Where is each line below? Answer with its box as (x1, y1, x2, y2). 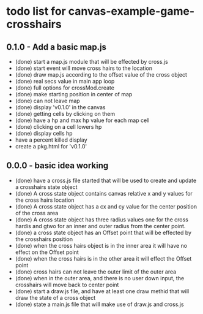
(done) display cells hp (15, 130, 73, 137)
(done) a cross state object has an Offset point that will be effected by (15, 229, 191, 236)
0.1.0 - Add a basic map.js (6, 42, 107, 52)
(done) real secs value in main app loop (15, 78, 115, 85)
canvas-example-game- (68, 4, 195, 18)
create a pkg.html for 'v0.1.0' (15, 143, 87, 150)
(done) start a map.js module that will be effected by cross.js (15, 58, 168, 65)
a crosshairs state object (15, 183, 78, 191)
